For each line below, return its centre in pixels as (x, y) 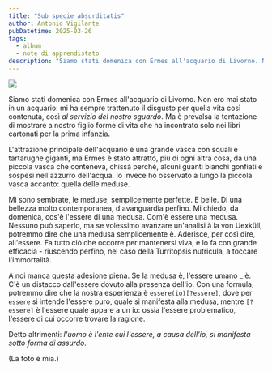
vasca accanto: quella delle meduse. (69, 184)
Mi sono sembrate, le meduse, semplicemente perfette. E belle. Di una (125, 199)
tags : (17, 38)
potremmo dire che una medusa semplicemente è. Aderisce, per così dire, (132, 234)
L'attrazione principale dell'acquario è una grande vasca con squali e (123, 149)
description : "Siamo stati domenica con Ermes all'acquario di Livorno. (134, 62)
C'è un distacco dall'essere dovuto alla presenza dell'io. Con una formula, (131, 284)
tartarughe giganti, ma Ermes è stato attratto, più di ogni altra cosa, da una (132, 158)
